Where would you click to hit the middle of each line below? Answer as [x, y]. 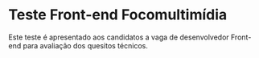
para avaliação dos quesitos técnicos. [86, 45]
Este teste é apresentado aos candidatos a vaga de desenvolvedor [119, 37]
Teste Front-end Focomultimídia [118, 15]
